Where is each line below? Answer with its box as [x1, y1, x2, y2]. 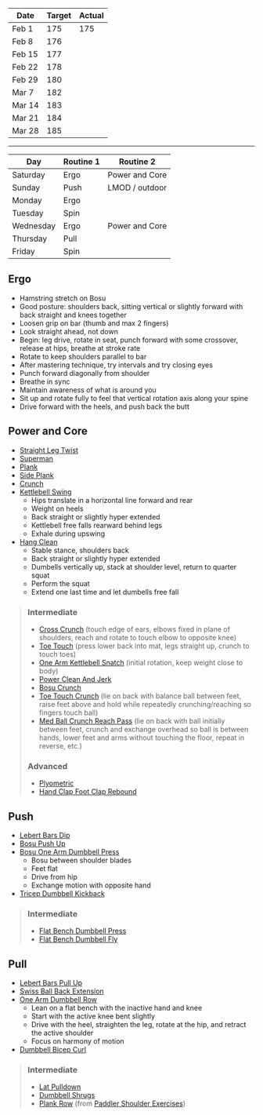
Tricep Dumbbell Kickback [19, 889, 106, 898]
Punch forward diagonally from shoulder [19, 368, 150, 377]
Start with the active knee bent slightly [31, 1011, 155, 1021]
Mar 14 [12, 100, 39, 111]
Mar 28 [12, 126, 39, 136]
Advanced [27, 760, 68, 771]
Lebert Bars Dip [19, 831, 70, 840]
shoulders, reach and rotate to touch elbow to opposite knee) [38, 632, 237, 642]
